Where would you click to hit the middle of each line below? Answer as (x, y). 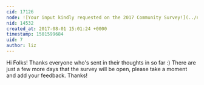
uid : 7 (15, 40)
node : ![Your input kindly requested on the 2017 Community (84, 17)
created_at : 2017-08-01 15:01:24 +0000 (57, 29)
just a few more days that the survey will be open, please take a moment (97, 69)
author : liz (21, 46)
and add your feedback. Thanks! (47, 75)
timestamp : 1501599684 (35, 34)
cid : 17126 (20, 12)
